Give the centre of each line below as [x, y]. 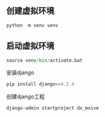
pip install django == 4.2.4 [40, 84]
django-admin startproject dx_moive [52, 108]
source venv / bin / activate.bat [45, 60]
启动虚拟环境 [30, 46]
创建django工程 [26, 97]
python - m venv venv [32, 25]
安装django [20, 73]
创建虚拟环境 [30, 11]
